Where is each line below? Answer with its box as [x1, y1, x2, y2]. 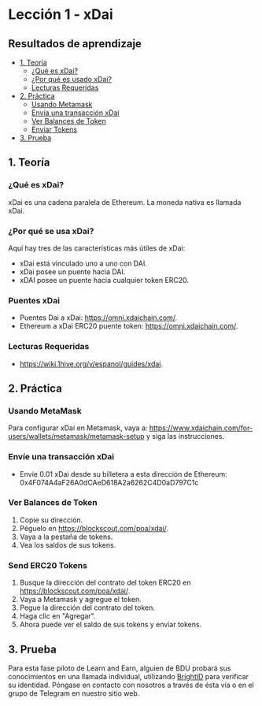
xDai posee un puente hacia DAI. [19, 266, 126, 277]
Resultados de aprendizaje [8, 37, 142, 50]
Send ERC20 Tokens [8, 559, 88, 570]
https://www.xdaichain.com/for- [149, 423, 253, 433]
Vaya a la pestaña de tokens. [19, 532, 113, 541]
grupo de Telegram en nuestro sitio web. [8, 688, 140, 698]
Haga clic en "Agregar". [19, 611, 96, 621]
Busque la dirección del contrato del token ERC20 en [19, 578, 191, 588]
